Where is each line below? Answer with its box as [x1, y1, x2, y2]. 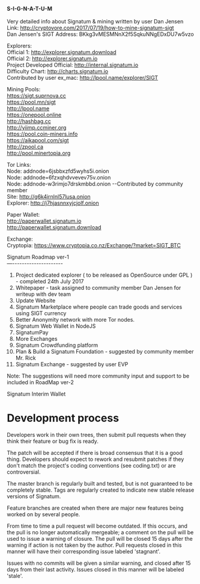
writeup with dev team [15, 290, 71, 298]
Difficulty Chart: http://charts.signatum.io [7, 68, 109, 74]
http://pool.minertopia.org [7, 149, 71, 157]
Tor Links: [7, 161, 32, 168]
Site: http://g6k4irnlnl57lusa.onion [7, 193, 91, 200]
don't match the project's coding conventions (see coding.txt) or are [7, 462, 176, 469]
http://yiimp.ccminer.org [7, 124, 67, 131]
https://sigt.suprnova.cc [7, 92, 67, 99]
